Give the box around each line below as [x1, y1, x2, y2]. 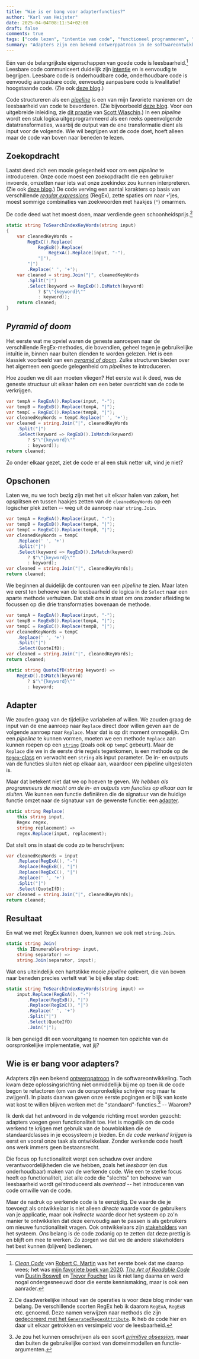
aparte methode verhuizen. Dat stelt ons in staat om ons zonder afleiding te [6, 595, 191, 601]
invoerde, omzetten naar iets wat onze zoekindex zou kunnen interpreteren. [6, 179, 191, 187]
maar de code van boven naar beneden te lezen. [6, 134, 124, 141]
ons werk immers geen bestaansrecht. [6, 1144, 100, 1151]
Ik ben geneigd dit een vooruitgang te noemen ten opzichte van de [6, 1035, 169, 1042]
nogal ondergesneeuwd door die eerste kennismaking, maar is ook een [14, 1279, 188, 1286]
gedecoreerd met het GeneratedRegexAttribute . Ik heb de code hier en [14, 1316, 187, 1323]
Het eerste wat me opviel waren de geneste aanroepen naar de [6, 337, 161, 345]
